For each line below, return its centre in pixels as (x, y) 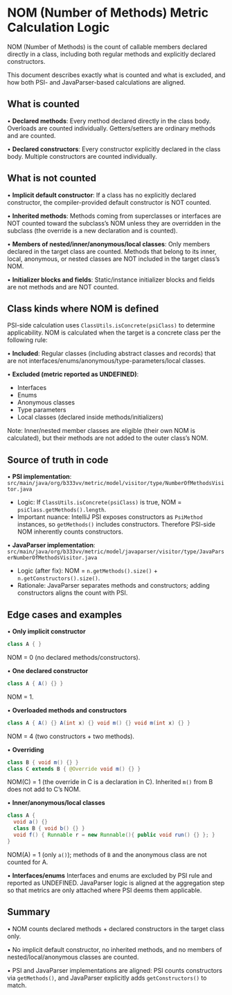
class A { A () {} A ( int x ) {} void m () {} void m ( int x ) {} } (99, 723)
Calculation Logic (59, 27)
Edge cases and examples (65, 614)
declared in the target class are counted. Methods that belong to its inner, (112, 251)
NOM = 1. (20, 697)
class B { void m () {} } (43, 762)
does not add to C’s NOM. (44, 790)
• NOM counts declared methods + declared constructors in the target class (116, 928)
